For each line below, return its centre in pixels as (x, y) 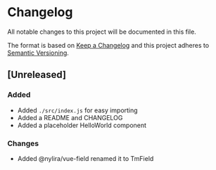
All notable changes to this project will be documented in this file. (102, 32)
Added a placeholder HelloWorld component (82, 125)
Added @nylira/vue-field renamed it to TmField (85, 158)
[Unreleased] (37, 75)
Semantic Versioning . (38, 53)
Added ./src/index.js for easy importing (78, 110)
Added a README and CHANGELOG (70, 117)
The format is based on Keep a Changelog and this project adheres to (108, 45)
